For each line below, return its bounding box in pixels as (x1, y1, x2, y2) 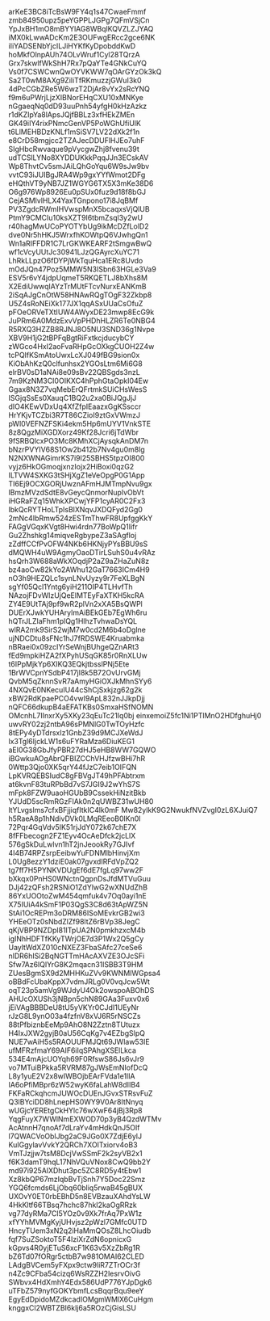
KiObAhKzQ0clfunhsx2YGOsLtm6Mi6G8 (8, 359, 143, 368)
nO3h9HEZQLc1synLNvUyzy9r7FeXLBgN (8, 574, 145, 583)
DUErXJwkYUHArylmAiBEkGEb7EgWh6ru (8, 608, 147, 617)
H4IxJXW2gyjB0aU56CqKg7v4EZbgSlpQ (8, 1029, 145, 1037)
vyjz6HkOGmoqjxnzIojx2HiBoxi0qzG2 (8, 462, 135, 471)
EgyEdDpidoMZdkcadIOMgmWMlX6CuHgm (8, 1294, 154, 1304)
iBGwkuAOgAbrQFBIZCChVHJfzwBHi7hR (8, 754, 146, 763)
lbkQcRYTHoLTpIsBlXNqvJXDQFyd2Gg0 (8, 505, 143, 514)
